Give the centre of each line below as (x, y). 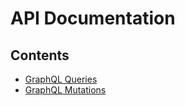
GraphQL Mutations (65, 90)
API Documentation (93, 18)
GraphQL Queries (61, 79)
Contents (40, 55)
